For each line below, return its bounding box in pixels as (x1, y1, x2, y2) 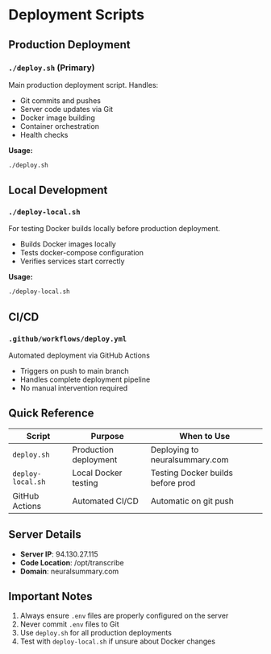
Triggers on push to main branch (19, 366, 129, 375)
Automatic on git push (150, 495, 234, 507)
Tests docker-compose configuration (19, 248, 144, 258)
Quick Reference (8, 407, 94, 420)
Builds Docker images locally (19, 239, 117, 249)
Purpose (90, 430, 124, 441)
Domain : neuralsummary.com (19, 566, 119, 576)
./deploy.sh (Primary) (8, 62, 95, 73)
